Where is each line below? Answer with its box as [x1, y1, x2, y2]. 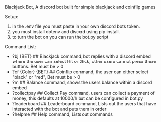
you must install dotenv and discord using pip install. [12, 29, 120, 34]
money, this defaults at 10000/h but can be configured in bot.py [12, 95, 143, 101]
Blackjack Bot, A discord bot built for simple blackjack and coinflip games [5, 4, 156, 10]
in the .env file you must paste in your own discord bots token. [12, 23, 140, 29]
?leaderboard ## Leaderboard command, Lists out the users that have [12, 101, 157, 106]
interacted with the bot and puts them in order [12, 106, 107, 112]
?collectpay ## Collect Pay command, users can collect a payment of [12, 90, 155, 96]
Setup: [5, 14, 19, 19]
